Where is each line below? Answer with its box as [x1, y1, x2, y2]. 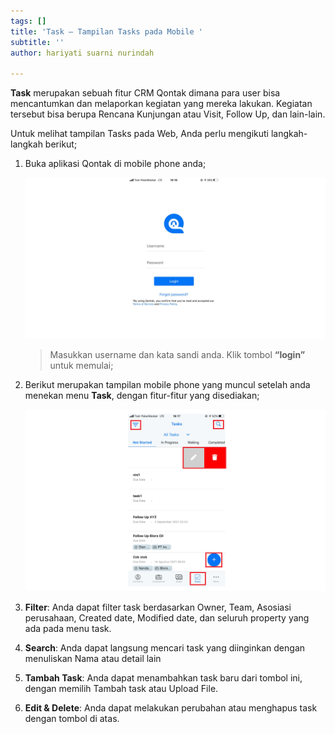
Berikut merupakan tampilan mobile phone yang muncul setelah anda [24, 379, 311, 391]
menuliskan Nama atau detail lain [24, 653, 162, 665]
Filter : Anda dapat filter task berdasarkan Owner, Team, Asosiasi [24, 601, 292, 614]
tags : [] [10, 16, 47, 26]
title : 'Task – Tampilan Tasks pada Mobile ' [10, 26, 203, 37]
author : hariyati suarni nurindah [10, 48, 155, 58]
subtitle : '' [10, 37, 65, 47]
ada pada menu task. [24, 623, 112, 635]
